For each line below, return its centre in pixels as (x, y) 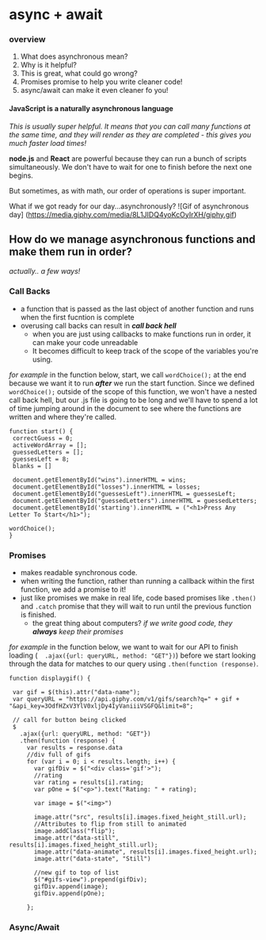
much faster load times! (47, 143)
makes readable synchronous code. (79, 573)
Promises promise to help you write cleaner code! (101, 82)
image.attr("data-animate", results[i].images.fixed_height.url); (146, 852)
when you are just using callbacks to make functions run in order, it (142, 334)
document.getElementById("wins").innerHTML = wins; (99, 480)
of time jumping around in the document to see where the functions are (125, 408)
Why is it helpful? (49, 65)
